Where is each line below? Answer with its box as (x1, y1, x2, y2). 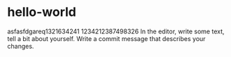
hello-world (7, 4, 77, 20)
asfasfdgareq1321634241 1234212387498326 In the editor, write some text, (7, 27, 225, 35)
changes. (7, 42, 34, 50)
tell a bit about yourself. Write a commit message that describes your (7, 34, 206, 42)
